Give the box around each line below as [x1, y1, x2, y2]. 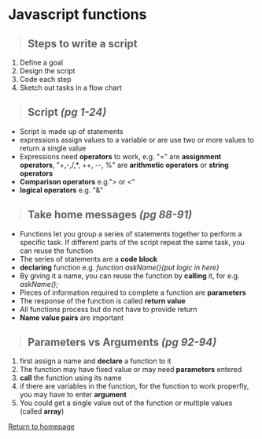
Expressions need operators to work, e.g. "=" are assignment [19, 151, 222, 161]
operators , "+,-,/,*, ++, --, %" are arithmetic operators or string [19, 160, 230, 169]
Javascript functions [8, 6, 147, 24]
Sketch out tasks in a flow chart [19, 83, 122, 92]
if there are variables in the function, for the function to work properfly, [19, 381, 249, 391]
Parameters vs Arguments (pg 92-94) [27, 336, 217, 349]
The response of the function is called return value [19, 296, 186, 305]
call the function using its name [19, 373, 122, 383]
